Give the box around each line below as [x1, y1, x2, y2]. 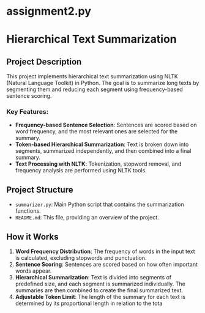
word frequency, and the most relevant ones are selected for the [15, 128, 178, 135]
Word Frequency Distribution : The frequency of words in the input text [15, 248, 195, 255]
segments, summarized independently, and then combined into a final [15, 147, 192, 155]
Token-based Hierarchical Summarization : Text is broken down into [15, 141, 189, 148]
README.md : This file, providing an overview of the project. [15, 214, 159, 221]
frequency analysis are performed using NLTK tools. [15, 167, 147, 174]
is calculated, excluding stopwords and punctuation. [15, 254, 147, 262]
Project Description [6, 56, 82, 67]
